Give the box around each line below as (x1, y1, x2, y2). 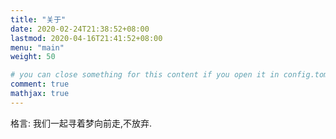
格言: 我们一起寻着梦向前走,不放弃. (10, 117, 153, 129)
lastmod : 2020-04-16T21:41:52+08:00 (10, 33, 163, 43)
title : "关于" (10, 14, 67, 25)
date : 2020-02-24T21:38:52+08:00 (10, 24, 150, 34)
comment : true (10, 79, 70, 90)
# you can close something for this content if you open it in (10, 70, 280, 80)
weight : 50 (10, 52, 56, 62)
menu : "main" (10, 42, 65, 53)
